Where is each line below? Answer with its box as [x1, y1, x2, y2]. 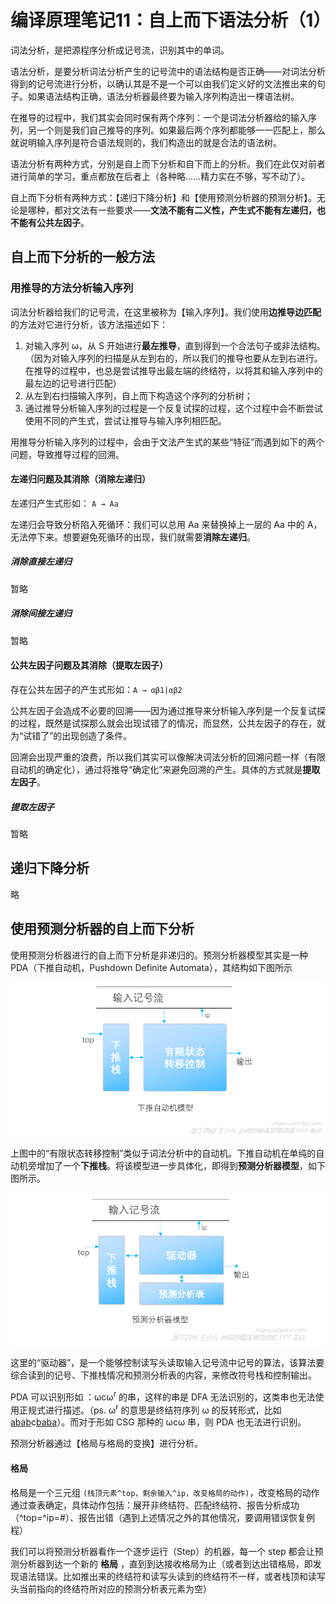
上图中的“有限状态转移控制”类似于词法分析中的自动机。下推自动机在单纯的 [10, 1147, 317, 1159]
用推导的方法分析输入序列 [10, 281, 134, 295]
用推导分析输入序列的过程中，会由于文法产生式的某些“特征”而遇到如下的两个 [10, 436, 325, 448]
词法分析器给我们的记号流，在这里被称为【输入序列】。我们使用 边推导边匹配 [10, 306, 322, 318]
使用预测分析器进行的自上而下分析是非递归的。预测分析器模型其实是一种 [10, 949, 308, 961]
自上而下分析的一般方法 [10, 249, 155, 266]
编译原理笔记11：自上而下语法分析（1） [10, 9, 332, 32]
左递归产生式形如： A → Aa [10, 497, 119, 509]
